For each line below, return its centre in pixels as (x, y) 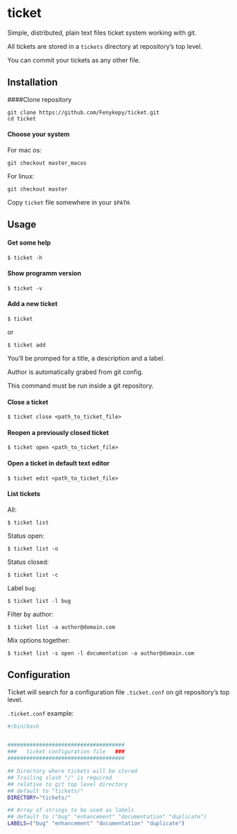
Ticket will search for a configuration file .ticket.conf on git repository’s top (118, 692)
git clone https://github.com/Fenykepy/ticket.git (83, 112)
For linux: (21, 176)
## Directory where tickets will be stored (73, 771)
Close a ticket (28, 402)
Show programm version (44, 274)
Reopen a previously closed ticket (58, 432)
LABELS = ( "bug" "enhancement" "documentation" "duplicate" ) (96, 823)
